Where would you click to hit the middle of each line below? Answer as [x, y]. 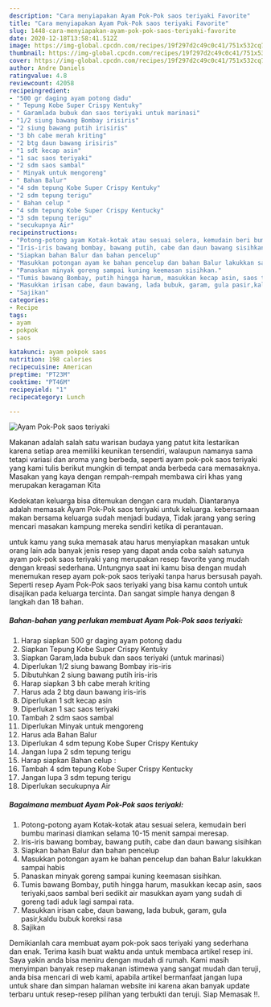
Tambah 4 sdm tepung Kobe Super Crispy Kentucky [107, 769]
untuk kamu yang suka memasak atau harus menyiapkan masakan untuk [129, 542]
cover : [20, 61]
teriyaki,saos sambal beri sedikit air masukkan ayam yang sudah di [131, 894]
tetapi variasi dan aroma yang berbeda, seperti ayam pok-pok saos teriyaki [133, 460]
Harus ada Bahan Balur [59, 735]
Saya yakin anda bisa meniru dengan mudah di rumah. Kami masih [119, 960]
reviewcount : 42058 [42, 83]
